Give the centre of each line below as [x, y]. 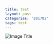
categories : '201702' [27, 18]
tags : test [16, 23]
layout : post [18, 14]
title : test [17, 9]
